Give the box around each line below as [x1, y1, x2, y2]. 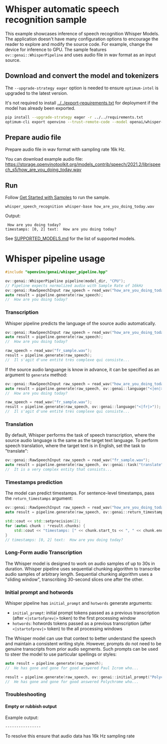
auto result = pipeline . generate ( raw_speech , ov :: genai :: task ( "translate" [5, 463, 164, 468]
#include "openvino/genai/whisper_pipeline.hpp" [5, 269, 108, 275]
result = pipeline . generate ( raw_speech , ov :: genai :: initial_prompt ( [5, 675, 150, 680]
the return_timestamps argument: [5, 496, 73, 501]
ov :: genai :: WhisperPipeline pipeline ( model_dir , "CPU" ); [5, 278, 126, 283]
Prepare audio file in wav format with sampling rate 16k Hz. [5, 146, 126, 153]
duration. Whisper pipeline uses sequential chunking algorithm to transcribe [5, 565, 161, 572]
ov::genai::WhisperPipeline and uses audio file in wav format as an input [5, 51, 156, 58]
